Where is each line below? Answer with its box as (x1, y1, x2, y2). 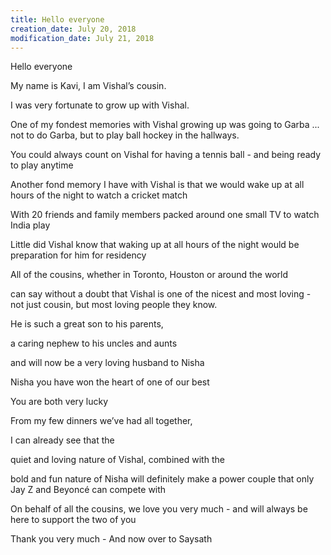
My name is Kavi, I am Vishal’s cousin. (10, 80, 167, 92)
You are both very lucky (10, 396, 109, 408)
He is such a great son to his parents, (10, 318, 164, 330)
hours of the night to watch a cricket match (10, 189, 188, 201)
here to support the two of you (10, 514, 137, 526)
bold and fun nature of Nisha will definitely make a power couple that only (10, 473, 315, 485)
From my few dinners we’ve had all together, (10, 415, 193, 427)
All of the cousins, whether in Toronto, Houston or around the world (10, 269, 288, 281)
